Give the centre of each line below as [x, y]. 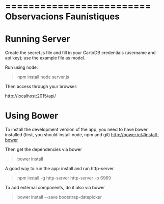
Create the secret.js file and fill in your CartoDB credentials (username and [81, 53]
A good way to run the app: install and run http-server [60, 169]
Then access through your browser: [41, 87]
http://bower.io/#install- [135, 135]
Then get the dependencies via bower [43, 149]
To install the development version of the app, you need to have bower [77, 130]
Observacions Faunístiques [62, 16]
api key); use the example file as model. [45, 58]
